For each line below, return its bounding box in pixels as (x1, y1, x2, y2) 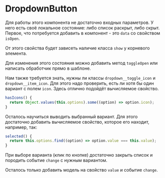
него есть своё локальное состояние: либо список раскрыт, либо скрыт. (5, 24, 160, 30)
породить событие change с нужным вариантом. (5, 158, 108, 164)
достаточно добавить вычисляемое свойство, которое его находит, (5, 119, 150, 125)
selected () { (5, 134, 32, 139)
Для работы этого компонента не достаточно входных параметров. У (5, 19, 154, 25)
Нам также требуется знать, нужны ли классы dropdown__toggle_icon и (5, 75, 156, 81)
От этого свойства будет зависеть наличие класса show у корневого (5, 45, 150, 51)
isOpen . (5, 35, 20, 41)
